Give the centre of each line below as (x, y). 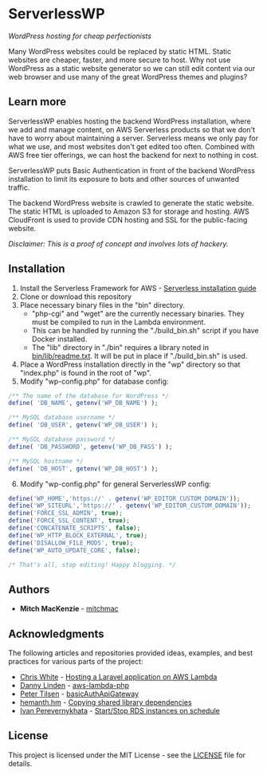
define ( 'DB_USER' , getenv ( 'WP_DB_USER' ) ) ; (83, 425)
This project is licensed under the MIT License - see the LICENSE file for (127, 755)
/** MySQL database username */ (62, 418)
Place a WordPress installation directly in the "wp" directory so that (130, 364)
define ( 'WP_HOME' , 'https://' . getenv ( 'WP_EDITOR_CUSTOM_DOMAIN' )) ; (124, 498)
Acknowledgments (57, 633)
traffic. (19, 187)
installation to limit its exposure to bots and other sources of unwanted (124, 179)
